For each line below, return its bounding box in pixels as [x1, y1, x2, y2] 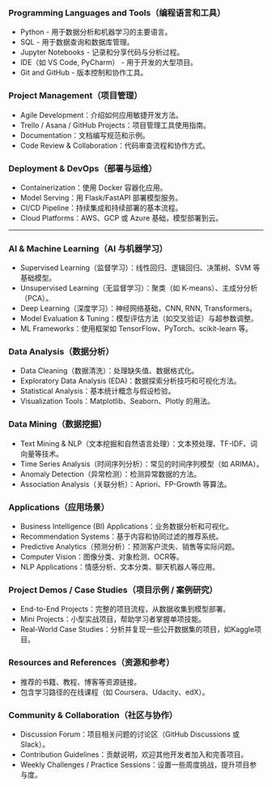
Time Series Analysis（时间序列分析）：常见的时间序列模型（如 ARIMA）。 [19, 458, 264, 468]
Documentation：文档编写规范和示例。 [19, 130, 150, 140]
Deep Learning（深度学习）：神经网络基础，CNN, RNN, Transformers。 [19, 303, 257, 313]
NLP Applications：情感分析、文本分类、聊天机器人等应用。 [19, 562, 220, 572]
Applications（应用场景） [8, 501, 109, 513]
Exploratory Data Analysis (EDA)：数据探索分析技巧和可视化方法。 [19, 376, 241, 386]
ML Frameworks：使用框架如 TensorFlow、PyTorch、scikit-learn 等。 [19, 324, 253, 333]
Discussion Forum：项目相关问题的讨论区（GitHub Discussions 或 [19, 729, 240, 739]
